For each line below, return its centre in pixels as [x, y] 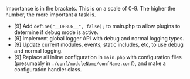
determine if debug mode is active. [56, 32]
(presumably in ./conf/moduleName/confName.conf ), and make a [90, 63]
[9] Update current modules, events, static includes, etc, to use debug [99, 44]
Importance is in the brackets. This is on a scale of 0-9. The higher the [91, 8]
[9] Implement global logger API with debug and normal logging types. [99, 38]
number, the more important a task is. [51, 15]
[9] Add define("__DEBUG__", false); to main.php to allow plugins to [97, 26]
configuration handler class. [48, 69]
